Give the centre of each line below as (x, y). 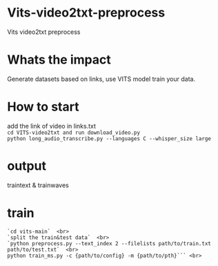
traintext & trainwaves (38, 185)
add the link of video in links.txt (52, 126)
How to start (43, 107)
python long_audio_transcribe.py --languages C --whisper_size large (109, 139)
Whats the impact (59, 60)
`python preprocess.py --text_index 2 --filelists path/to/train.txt (109, 243)
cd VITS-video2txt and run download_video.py (73, 133)
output (27, 166)
